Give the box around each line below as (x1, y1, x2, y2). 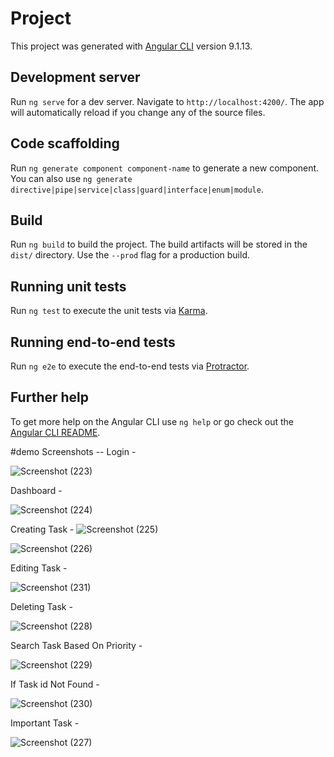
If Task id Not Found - (10, 678, 100, 690)
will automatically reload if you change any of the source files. (10, 106, 266, 118)
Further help (10, 389, 90, 406)
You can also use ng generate (10, 172, 133, 184)
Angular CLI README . (10, 426, 101, 438)
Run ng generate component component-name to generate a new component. (10, 162, 320, 174)
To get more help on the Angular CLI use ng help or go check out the (10, 415, 294, 427)
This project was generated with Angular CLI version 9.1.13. (10, 40, 253, 52)
